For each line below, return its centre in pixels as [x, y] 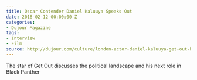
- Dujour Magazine [28, 28]
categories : [21, 22]
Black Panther [23, 72]
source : [16, 49]
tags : [13, 33]
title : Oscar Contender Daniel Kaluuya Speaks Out [69, 11]
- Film [14, 44]
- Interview [21, 38]
